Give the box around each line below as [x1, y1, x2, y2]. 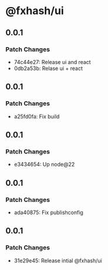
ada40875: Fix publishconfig [14, 209, 83, 216]
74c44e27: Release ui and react [14, 58, 92, 65]
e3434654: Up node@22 [14, 161, 75, 168]
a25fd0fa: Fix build [14, 113, 60, 120]
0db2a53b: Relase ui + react [14, 65, 83, 72]
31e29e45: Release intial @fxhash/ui [14, 257, 102, 264]
